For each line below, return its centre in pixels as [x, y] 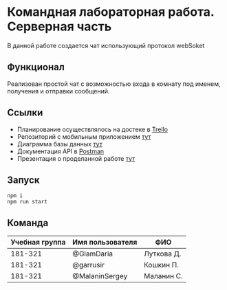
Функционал [36, 67]
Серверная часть [60, 26]
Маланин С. [164, 276]
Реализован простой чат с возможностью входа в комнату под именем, [114, 84]
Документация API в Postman [61, 151]
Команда [28, 223]
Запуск [23, 180]
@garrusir [88, 265]
